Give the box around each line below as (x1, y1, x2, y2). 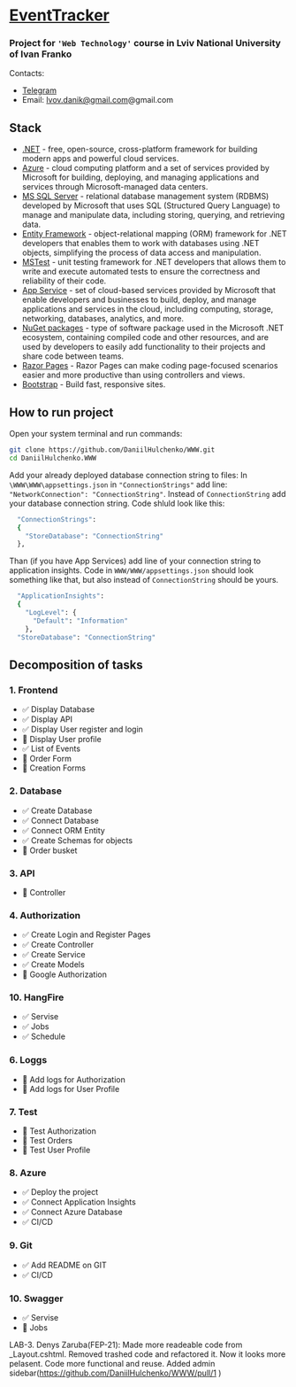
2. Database (9, 785, 62, 797)
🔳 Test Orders (21, 1135, 73, 1146)
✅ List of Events (21, 743, 81, 754)
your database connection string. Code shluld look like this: (9, 498, 225, 508)
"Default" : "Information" (32, 616, 128, 625)
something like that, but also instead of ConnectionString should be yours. (9, 575, 279, 585)
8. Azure (9, 1166, 47, 1179)
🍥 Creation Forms (21, 763, 87, 773)
